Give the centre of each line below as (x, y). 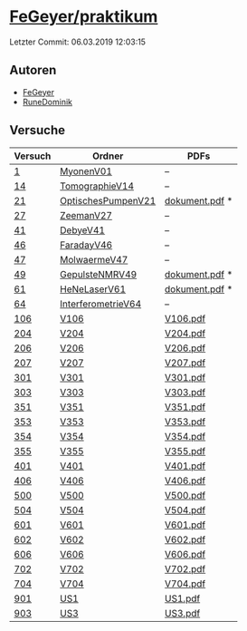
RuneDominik (47, 102)
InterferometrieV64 (101, 304)
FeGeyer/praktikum (84, 17)
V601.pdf (185, 525)
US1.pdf (182, 598)
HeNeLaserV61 (93, 289)
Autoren (33, 70)
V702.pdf (185, 568)
